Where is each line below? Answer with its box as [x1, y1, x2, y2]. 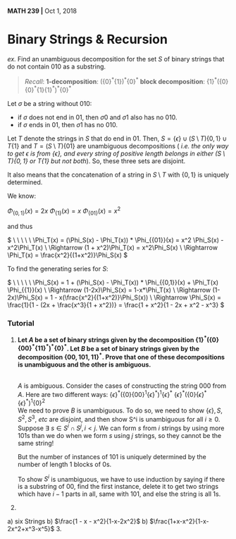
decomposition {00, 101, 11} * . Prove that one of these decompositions [17, 352, 225, 361]
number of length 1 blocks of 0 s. [17, 460, 112, 468]
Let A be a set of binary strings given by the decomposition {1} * [17, 334, 207, 344]
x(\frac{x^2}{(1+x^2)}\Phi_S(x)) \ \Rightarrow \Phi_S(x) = [58, 293, 222, 302]
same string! [17, 439, 54, 447]
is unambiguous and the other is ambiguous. [17, 360, 151, 369]
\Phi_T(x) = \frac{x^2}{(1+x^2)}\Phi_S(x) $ [7, 251, 128, 259]
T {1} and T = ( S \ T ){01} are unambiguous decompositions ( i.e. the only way [7, 142, 229, 150]
